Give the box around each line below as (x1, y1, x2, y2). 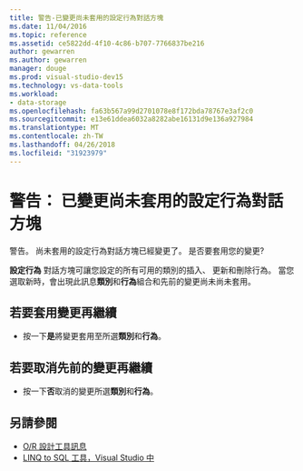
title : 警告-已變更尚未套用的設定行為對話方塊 (9, 13, 164, 23)
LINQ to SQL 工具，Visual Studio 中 (22, 452, 155, 463)
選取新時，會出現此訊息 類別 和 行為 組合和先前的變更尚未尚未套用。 (9, 276, 256, 286)
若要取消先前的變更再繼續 (9, 360, 152, 376)
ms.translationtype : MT (9, 124, 100, 133)
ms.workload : (9, 89, 59, 98)
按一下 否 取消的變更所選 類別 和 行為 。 (22, 386, 159, 396)
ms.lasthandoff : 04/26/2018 (9, 140, 116, 149)
